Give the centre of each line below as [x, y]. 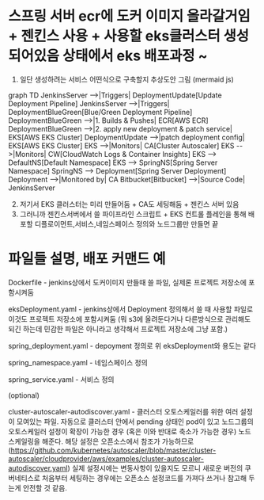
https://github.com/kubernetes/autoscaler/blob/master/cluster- [113, 450]
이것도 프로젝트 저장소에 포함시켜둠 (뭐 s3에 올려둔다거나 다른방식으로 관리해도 [130, 319]
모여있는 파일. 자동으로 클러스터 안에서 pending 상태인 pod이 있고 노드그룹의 [135, 422]
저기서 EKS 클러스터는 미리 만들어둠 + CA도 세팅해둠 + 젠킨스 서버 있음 [129, 204]
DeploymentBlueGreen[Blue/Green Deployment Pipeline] [100, 112]
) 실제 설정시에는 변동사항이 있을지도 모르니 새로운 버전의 [155, 468]
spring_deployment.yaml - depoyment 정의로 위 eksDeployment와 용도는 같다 [132, 345]
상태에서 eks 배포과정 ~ [135, 56]
